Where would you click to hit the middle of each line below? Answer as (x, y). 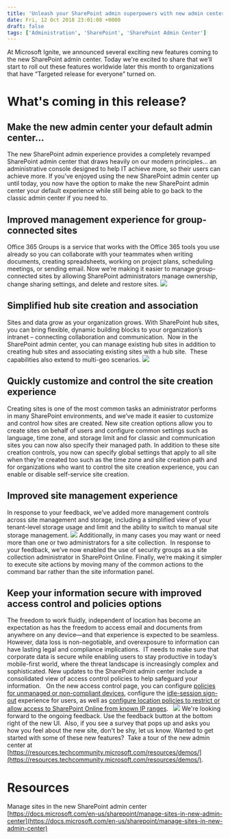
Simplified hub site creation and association (103, 306)
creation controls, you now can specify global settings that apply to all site (112, 452)
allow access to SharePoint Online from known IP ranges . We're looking (114, 709)
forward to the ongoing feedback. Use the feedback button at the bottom (110, 716)
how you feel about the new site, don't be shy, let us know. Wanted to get (110, 731)
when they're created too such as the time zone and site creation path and (112, 459)
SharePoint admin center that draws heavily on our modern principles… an (112, 161)
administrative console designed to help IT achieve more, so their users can (114, 169)
